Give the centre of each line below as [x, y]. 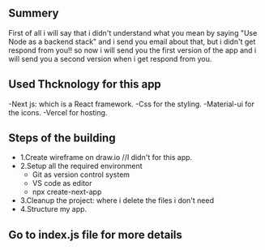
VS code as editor [62, 183]
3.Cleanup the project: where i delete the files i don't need [117, 200]
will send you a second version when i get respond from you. [110, 58]
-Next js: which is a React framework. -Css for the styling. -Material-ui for [132, 104]
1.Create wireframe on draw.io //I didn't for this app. [106, 157]
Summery [34, 13]
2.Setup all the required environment [81, 166]
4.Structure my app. [53, 209]
